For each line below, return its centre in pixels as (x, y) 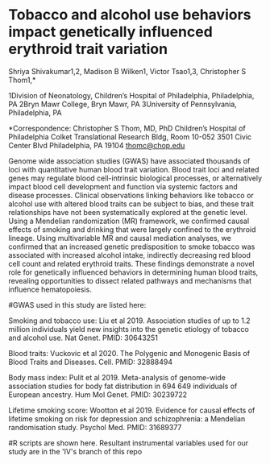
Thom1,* (22, 80)
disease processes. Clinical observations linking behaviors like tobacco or (131, 195)
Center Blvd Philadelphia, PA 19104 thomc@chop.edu (97, 145)
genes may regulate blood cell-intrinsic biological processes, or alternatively (135, 178)
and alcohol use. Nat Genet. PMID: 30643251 (83, 338)
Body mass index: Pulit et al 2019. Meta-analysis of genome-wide (117, 377)
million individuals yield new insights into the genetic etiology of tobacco (129, 329)
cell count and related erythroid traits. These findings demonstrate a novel (131, 263)
